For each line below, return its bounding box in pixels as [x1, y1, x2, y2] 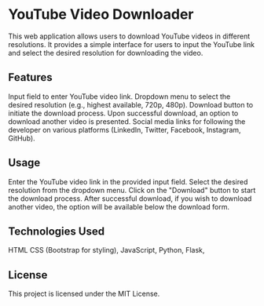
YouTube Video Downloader [8, 5, 194, 24]
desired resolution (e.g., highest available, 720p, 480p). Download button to [8, 100, 254, 109]
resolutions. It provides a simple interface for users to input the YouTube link [8, 39, 255, 49]
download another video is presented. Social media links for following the [8, 116, 246, 126]
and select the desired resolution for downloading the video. [8, 48, 203, 57]
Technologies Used [8, 224, 104, 238]
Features [8, 71, 53, 84]
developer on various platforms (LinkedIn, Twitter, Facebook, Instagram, [8, 125, 241, 134]
